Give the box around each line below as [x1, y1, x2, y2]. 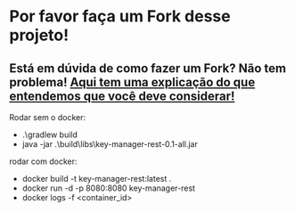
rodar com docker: [9, 156, 78, 167]
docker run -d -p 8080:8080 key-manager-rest [21, 183, 196, 193]
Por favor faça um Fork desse [9, 6, 231, 27]
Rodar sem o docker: [9, 112, 86, 122]
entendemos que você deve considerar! [9, 88, 235, 103]
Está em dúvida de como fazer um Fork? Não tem [9, 61, 287, 76]
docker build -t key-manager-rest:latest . [21, 174, 172, 183]
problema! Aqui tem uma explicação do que [9, 74, 256, 90]
